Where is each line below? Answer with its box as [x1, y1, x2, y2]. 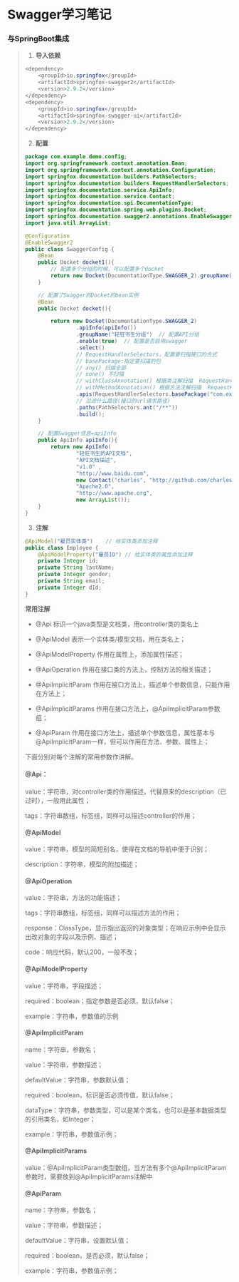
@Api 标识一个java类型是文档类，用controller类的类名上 [35, 620, 199, 628]
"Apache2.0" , [75, 483, 115, 491]
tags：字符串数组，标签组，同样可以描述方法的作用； [24, 908, 181, 917]
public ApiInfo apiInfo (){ [38, 436, 118, 444]
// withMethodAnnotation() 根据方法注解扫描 [75, 384, 201, 391]
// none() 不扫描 [75, 371, 124, 378]
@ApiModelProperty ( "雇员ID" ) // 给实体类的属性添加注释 [38, 550, 193, 558]
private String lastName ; [38, 564, 115, 571]
